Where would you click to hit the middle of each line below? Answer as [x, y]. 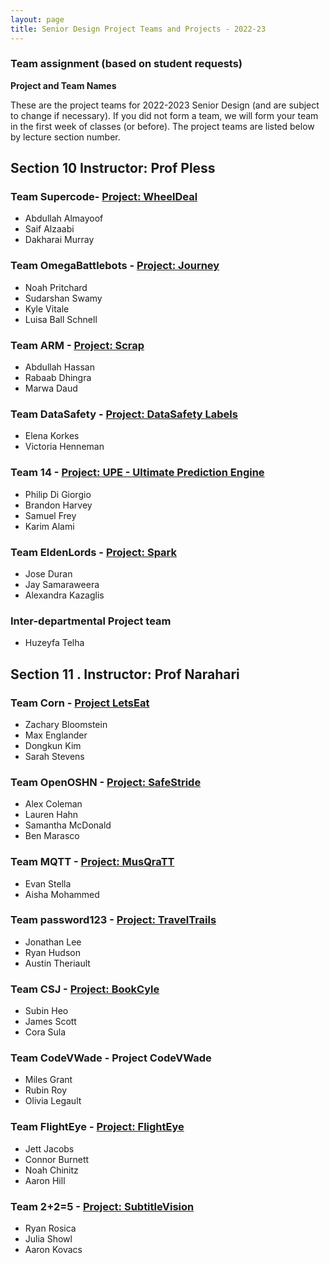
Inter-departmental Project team [91, 621]
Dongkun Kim [53, 745]
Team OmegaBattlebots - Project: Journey [115, 266]
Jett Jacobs [49, 1148]
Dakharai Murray [59, 240]
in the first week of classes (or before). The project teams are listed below [162, 126]
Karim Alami [49, 526]
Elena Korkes [52, 436]
